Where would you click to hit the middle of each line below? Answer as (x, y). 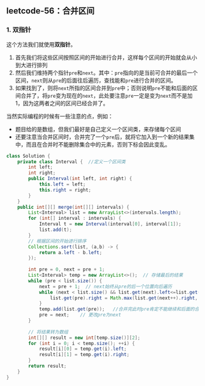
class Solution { (28, 156)
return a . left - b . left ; (70, 252)
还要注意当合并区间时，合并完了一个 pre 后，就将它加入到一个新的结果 (102, 137)
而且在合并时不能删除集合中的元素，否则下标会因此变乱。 (98, 144)
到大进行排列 (31, 65)
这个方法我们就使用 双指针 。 (41, 44)
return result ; (48, 366)
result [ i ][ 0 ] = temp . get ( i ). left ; (83, 349)
